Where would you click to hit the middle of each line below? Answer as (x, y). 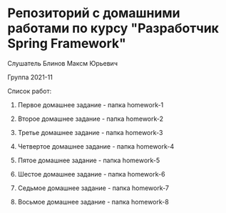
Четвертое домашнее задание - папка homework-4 (96, 146)
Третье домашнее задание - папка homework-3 (90, 132)
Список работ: (30, 91)
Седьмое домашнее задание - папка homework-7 (93, 188)
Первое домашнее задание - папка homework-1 (91, 104)
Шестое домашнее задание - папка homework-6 (91, 174)
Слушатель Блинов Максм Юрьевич (62, 63)
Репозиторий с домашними (94, 13)
